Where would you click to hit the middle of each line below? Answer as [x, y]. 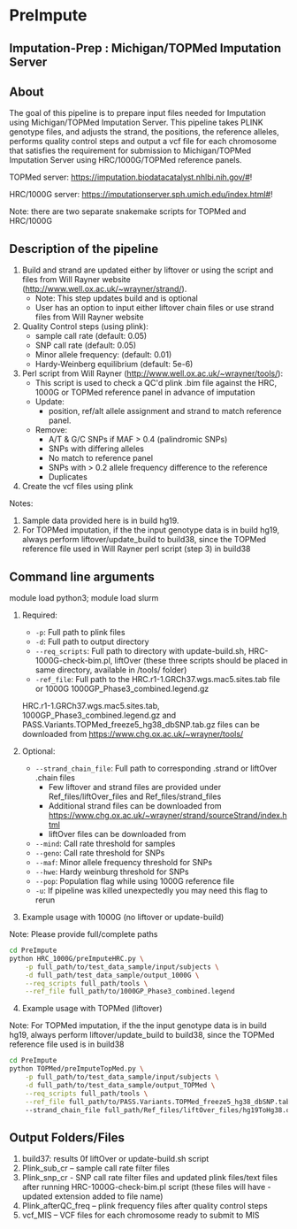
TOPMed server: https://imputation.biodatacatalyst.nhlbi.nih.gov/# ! [131, 177]
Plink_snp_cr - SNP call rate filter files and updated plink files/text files [150, 1178]
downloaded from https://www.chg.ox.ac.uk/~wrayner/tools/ [133, 734]
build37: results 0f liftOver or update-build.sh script [115, 1159]
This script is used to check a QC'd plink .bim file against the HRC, [156, 383]
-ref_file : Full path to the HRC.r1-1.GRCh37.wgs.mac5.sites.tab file [158, 680]
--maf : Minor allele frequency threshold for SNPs [124, 863]
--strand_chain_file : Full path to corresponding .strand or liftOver [156, 768]
